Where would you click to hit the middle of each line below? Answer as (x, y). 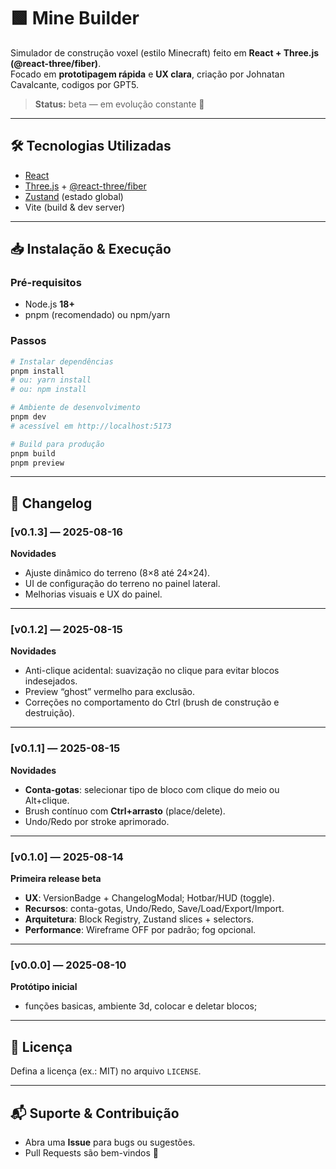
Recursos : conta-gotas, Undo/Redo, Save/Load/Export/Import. (154, 909)
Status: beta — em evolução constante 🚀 (119, 104)
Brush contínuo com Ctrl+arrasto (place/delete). (125, 811)
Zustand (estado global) (74, 196)
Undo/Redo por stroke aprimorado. (97, 821)
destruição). (49, 713)
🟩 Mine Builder (75, 18)
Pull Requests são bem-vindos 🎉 (91, 1152)
